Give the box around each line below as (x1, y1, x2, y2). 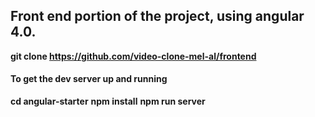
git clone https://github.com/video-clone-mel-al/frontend (10, 50, 257, 62)
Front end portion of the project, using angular (10, 8, 305, 25)
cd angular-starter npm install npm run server (10, 95, 206, 108)
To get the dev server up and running (10, 73, 168, 85)
